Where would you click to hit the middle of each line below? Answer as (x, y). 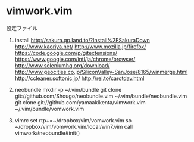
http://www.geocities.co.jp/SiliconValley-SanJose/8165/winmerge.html (101, 72)
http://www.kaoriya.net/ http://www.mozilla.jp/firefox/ (80, 47)
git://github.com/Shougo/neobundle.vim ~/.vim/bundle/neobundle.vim (101, 96)
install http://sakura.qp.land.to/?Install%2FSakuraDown (82, 40)
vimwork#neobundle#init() (47, 133)
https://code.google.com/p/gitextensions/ (66, 53)
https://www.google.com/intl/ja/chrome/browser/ (75, 59)
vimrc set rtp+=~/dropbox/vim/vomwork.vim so (73, 120)
